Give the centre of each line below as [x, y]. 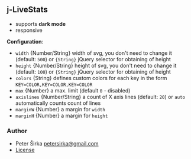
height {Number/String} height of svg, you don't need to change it [96, 65]
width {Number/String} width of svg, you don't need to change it [93, 53]
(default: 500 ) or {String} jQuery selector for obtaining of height [93, 59]
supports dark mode [41, 24]
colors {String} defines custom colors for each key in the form [91, 78]
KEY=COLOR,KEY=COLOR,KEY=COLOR [54, 85]
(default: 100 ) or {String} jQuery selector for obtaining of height [93, 72]
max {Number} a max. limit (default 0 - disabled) [73, 90]
